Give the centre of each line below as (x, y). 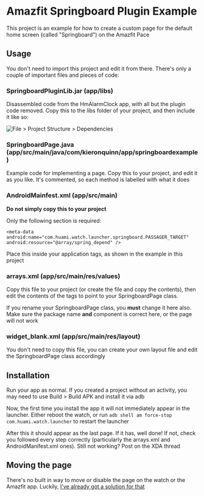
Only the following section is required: (54, 220)
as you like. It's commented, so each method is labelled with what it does (98, 180)
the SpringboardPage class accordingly (56, 356)
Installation (28, 376)
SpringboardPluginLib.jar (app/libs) (60, 91)
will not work (22, 320)
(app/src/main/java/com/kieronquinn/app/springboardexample (102, 152)
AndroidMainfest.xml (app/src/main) (62, 195)
